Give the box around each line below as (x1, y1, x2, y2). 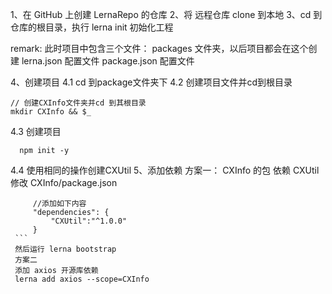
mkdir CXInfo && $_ (10, 107, 92, 117)
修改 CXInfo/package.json (10, 177, 118, 188)
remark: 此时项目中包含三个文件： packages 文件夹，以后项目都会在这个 (10, 43, 309, 54)
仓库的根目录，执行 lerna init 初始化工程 (10, 21, 174, 33)
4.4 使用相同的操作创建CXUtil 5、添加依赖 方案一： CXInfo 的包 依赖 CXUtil (10, 164, 320, 176)
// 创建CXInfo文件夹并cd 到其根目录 (10, 98, 147, 108)
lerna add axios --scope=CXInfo (14, 274, 150, 284)
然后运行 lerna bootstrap (14, 244, 117, 254)
